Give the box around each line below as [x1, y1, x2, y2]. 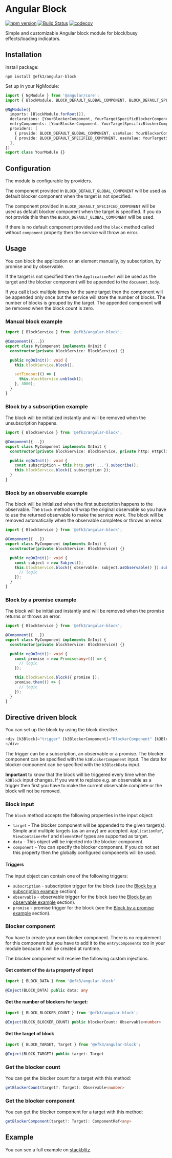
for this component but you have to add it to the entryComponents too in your [5, 940, 165, 946]
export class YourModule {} [5, 150, 66, 155]
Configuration [5, 164, 51, 173]
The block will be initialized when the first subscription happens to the [5, 501, 153, 507]
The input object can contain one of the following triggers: [5, 872, 128, 879]
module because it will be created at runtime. [5, 945, 101, 952]
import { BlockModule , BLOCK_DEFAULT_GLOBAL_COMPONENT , [5, 98, 127, 103]
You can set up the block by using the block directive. [5, 727, 119, 733]
